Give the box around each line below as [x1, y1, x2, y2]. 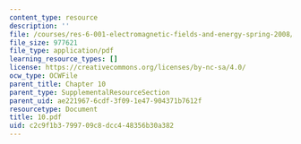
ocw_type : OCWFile [9, 72, 78, 80]
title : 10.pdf [9, 113, 63, 122]
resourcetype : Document [9, 105, 99, 114]
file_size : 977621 [9, 38, 78, 47]
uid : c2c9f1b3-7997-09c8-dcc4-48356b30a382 [9, 122, 175, 131]
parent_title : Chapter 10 [9, 80, 106, 89]
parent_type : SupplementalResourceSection [9, 88, 170, 97]
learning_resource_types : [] [9, 55, 118, 64]
